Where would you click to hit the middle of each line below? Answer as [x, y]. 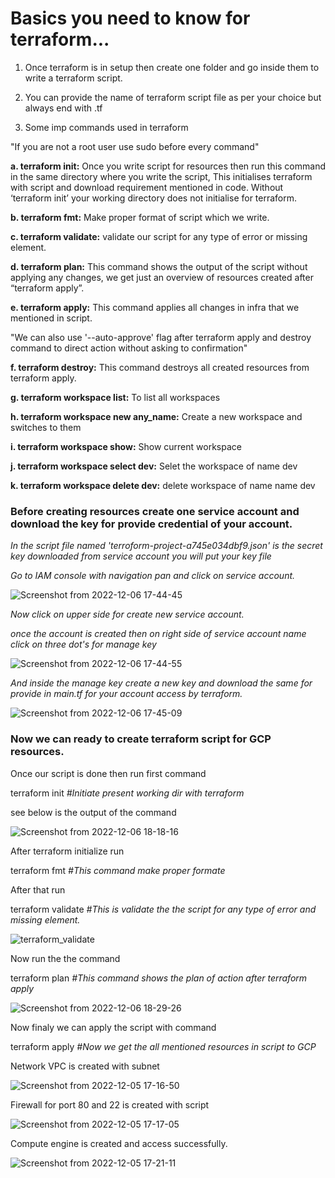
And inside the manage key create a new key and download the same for [161, 683]
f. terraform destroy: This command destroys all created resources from [160, 367]
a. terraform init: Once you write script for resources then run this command [168, 166]
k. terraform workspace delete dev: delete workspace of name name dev [163, 485]
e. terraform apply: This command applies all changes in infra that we [155, 307]
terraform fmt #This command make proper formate [118, 870]
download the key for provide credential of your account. [151, 524]
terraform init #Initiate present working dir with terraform [127, 793]
